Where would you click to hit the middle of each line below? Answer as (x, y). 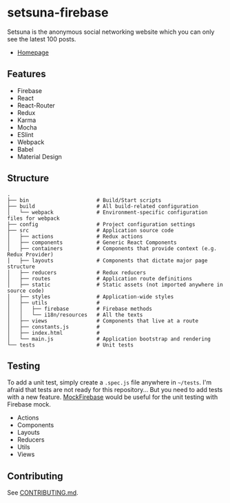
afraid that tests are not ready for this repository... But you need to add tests (115, 390)
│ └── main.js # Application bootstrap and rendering (109, 339)
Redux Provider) (30, 254)
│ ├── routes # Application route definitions (100, 278)
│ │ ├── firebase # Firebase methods (80, 309)
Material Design (39, 156)
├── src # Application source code (91, 230)
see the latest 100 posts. (42, 39)
